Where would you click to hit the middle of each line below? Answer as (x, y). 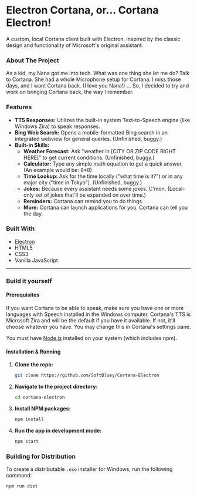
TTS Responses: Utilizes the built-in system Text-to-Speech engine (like (102, 120)
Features (19, 107)
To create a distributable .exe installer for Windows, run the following (89, 469)
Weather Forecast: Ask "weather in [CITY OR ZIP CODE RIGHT (99, 151)
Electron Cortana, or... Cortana (83, 10)
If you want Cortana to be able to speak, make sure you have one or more (95, 308)
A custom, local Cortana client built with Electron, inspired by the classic (93, 39)
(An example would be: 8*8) (58, 170)
